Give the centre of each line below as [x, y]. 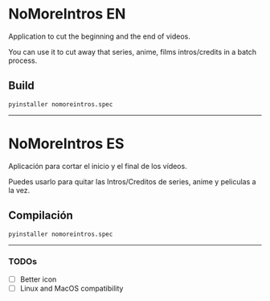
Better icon [38, 279]
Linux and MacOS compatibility [72, 288]
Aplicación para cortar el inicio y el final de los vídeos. [98, 166]
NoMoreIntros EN [67, 14]
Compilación [41, 215]
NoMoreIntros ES [66, 144]
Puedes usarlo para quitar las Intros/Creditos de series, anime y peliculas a [132, 181]
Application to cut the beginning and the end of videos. [99, 36]
